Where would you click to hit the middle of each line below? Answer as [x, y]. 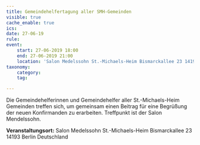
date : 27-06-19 [25, 34]
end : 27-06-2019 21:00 [45, 56]
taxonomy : [18, 67]
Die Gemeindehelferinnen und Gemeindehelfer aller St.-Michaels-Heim [93, 100]
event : [14, 45]
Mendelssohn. [24, 119]
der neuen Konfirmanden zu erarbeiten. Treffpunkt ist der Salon [84, 113]
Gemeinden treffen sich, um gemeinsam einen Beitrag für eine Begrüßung [97, 106]
